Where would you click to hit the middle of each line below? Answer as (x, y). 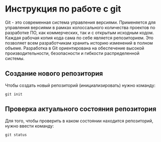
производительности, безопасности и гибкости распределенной (72, 53)
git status (16, 135)
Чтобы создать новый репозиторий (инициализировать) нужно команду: (80, 85)
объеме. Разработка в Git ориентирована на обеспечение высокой (75, 48)
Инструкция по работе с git (63, 9)
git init (14, 94)
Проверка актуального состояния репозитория (81, 109)
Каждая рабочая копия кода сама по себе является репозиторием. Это (79, 38)
